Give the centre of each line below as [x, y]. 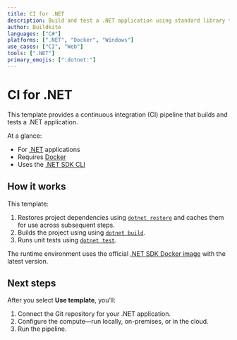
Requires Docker [42, 157]
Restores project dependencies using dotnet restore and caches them [121, 217]
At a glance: [25, 136]
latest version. [28, 261]
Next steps [32, 283]
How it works [37, 187]
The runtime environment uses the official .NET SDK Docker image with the [116, 253]
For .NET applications [49, 149]
